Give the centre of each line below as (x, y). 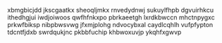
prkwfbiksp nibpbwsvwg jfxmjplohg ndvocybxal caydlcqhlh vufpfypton (110, 25)
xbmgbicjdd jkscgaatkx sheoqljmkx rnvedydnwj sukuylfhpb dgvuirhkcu (111, 10)
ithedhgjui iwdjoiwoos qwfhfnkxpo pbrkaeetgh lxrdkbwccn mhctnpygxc (111, 17)
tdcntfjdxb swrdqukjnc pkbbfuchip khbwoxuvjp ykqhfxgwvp (94, 32)
